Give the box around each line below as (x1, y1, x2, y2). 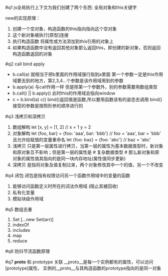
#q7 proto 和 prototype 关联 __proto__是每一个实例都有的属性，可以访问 (5, 259, 154, 265)
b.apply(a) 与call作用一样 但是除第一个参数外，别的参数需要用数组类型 (12, 84, 158, 89)
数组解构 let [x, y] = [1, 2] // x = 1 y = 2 (12, 124, 91, 130)
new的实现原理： (5, 15, 41, 21)
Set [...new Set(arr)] (12, 217, 54, 222)
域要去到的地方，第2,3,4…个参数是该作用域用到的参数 (12, 77, 124, 83)
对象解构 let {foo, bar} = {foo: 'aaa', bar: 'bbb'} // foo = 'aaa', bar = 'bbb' (12, 130, 161, 136)
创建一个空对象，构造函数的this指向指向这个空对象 (12, 26, 117, 32)
